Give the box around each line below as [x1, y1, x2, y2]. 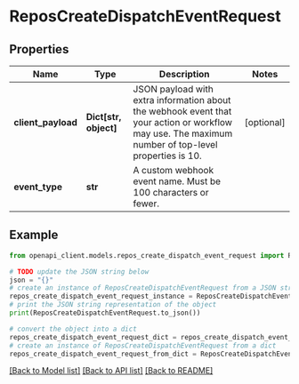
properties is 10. [133, 149, 202, 162]
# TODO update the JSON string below [9, 267, 149, 276]
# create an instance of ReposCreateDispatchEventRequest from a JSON [9, 284, 277, 292]
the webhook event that [133, 105, 232, 117]
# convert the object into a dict [9, 324, 138, 333]
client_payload [13, 116, 78, 128]
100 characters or [133, 187, 209, 198]
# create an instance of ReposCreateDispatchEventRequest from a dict [9, 340, 277, 350]
